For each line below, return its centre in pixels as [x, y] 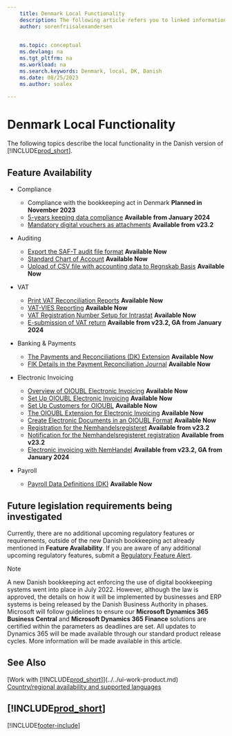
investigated [35, 517]
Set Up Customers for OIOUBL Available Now [92, 406]
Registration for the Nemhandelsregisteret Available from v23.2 [118, 428]
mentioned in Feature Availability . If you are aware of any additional [104, 548]
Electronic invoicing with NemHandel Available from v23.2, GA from [125, 450]
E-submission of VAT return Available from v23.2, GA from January [125, 323]
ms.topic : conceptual [50, 46]
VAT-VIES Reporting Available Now [77, 308]
